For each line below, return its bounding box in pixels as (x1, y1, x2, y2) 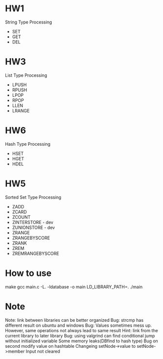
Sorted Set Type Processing (5, 194, 61, 200)
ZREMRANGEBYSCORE (12, 250, 60, 256)
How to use (5, 268, 52, 279)
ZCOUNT (12, 214, 31, 220)
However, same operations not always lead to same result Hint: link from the (5, 327, 158, 333)
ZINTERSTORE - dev (12, 219, 54, 225)
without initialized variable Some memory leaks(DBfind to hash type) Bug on (5, 338, 159, 344)
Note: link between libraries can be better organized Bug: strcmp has (5, 317, 144, 323)
